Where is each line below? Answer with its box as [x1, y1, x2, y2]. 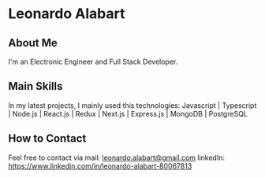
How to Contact [8, 132, 87, 146]
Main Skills [8, 80, 63, 93]
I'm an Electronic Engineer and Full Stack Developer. [8, 57, 178, 66]
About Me [8, 36, 58, 50]
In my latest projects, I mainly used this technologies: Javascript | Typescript [8, 100, 257, 110]
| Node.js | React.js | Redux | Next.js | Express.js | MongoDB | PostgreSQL [8, 109, 248, 118]
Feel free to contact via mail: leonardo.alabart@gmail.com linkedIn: [8, 153, 225, 162]
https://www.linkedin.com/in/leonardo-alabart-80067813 [8, 161, 192, 170]
